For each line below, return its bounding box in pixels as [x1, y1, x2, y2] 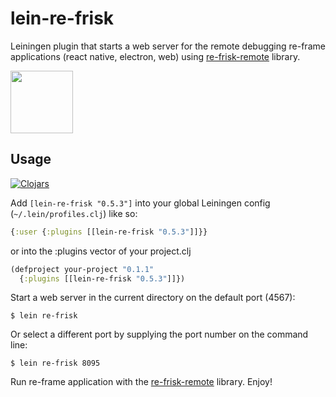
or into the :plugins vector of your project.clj [10, 245, 192, 257]
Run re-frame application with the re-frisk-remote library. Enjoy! [10, 376, 273, 388]
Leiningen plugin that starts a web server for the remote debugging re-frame [10, 40, 326, 52]
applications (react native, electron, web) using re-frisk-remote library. [10, 50, 301, 62]
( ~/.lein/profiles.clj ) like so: [10, 207, 138, 219]
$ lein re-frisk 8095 [10, 358, 101, 369]
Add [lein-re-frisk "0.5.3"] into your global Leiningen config [10, 197, 271, 209]
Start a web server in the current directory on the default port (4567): [10, 292, 296, 304]
